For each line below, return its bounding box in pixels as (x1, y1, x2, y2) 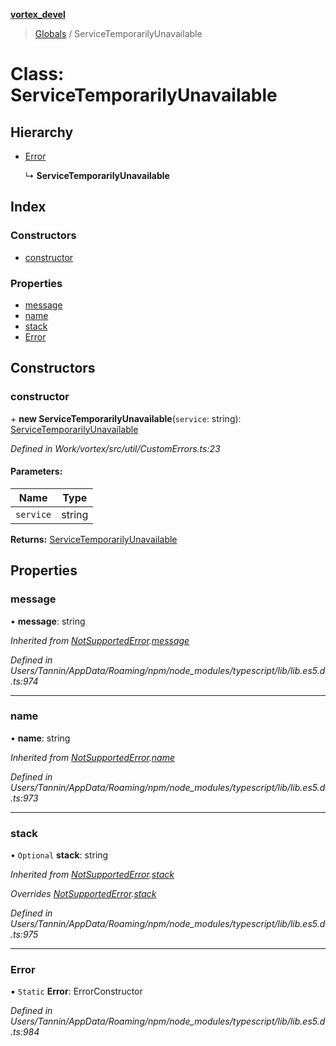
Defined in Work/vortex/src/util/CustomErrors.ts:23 (10, 442, 221, 454)
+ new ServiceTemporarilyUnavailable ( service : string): (10, 412, 242, 424)
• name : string (10, 732, 71, 744)
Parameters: (10, 465, 63, 478)
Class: (10, 63, 65, 86)
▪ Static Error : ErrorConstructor (10, 985, 143, 998)
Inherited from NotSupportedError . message (10, 634, 190, 646)
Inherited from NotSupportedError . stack (10, 869, 175, 881)
